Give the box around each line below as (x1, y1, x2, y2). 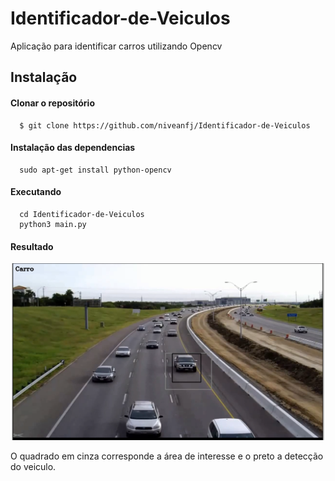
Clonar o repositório (10, 97, 95, 109)
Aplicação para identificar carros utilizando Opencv (10, 40, 223, 52)
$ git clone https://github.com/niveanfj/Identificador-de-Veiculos (19, 120, 311, 131)
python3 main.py (19, 219, 87, 229)
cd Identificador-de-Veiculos (19, 209, 145, 219)
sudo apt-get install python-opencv (19, 165, 172, 175)
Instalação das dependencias (10, 142, 136, 154)
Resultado (10, 240, 54, 252)
